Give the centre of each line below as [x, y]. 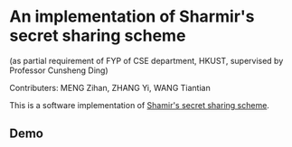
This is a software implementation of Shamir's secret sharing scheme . [139, 105]
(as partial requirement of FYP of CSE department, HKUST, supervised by [146, 60]
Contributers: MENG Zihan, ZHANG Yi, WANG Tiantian [110, 87]
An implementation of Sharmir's [132, 17]
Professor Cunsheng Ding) [59, 70]
